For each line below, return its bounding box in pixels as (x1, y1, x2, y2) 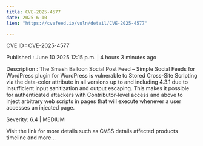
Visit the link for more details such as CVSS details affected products (6, 128, 178, 135)
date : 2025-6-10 (6, 15, 47, 21)
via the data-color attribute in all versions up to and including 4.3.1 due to (6, 78, 188, 85)
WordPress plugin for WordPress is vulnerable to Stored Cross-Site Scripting (6, 72, 198, 79)
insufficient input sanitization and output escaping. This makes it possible (6, 85, 190, 92)
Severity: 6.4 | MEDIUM (6, 116, 65, 123)
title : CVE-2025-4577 (6, 8, 61, 15)
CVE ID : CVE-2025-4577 (6, 42, 70, 49)
